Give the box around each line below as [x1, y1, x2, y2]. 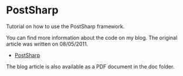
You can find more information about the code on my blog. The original [6, 34, 178, 41]
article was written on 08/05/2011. [6, 40, 89, 47]
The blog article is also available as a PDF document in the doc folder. [6, 63, 175, 70]
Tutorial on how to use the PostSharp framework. [6, 23, 125, 30]
